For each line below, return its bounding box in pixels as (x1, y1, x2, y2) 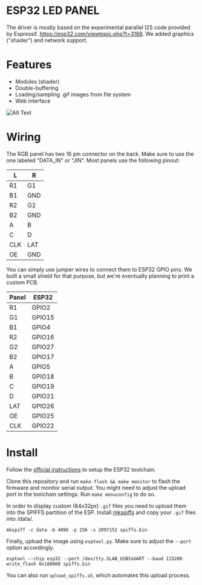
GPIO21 (31, 392, 54, 400)
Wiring (6, 130, 41, 144)
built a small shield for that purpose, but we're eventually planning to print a (6, 272, 195, 279)
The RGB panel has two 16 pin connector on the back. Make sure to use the (6, 150, 194, 158)
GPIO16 (31, 333, 54, 341)
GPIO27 (31, 343, 54, 351)
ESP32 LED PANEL (6, 4, 100, 18)
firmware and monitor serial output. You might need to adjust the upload (6, 484, 186, 491)
